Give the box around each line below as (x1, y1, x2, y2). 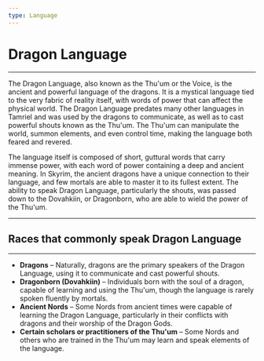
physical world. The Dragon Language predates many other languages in (8, 104, 244, 113)
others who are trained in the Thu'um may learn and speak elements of (19, 335, 250, 345)
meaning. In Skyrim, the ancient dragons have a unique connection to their (8, 169, 250, 178)
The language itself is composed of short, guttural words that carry (8, 152, 225, 162)
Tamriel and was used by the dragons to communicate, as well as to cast (8, 111, 244, 122)
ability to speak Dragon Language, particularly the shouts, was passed (8, 185, 236, 195)
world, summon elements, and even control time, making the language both (8, 129, 253, 138)
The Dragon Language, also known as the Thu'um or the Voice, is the (8, 78, 233, 88)
